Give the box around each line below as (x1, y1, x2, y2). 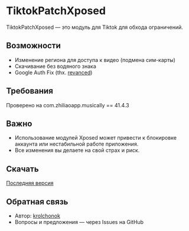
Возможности (6, 41, 61, 51)
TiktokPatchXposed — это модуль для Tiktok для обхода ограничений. (6, 24, 183, 31)
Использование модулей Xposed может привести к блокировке (14, 134, 177, 141)
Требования (6, 86, 53, 96)
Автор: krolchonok (14, 212, 61, 219)
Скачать (6, 164, 40, 174)
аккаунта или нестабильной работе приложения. (14, 140, 139, 148)
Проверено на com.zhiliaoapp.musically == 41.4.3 (6, 101, 129, 108)
